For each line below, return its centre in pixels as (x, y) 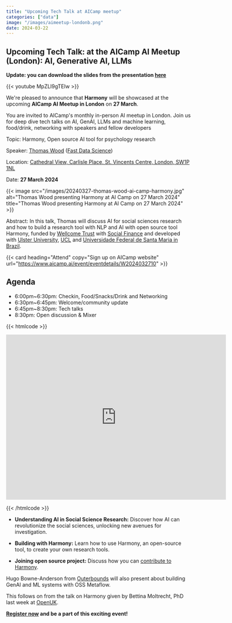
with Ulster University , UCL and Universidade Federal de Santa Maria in (92, 240)
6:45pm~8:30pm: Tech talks (49, 308)
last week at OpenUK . (32, 602)
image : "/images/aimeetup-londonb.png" (55, 22)
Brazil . (14, 246)
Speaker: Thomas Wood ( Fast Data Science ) (59, 151)
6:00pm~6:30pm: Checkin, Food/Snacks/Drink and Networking (91, 296)
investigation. (31, 531)
